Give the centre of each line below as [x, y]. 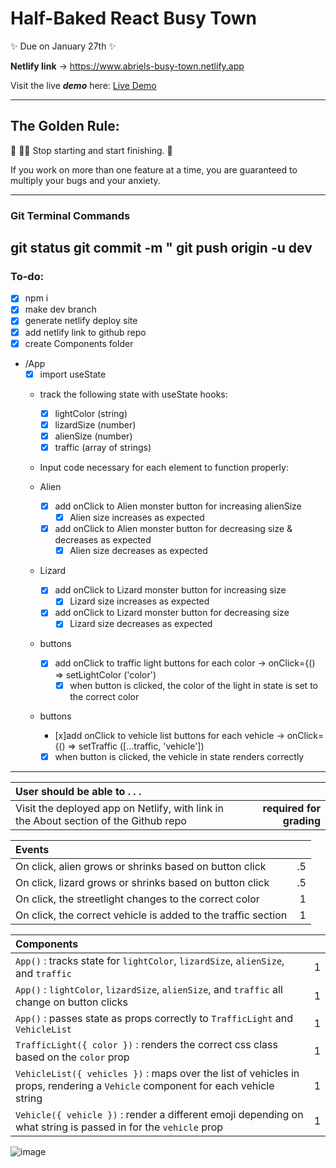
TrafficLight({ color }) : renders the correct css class [146, 1044]
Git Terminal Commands [70, 215]
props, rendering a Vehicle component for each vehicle [145, 1085]
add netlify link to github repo [85, 332]
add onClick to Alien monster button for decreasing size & [173, 529]
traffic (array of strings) [103, 447]
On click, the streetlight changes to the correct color [137, 899]
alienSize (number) [93, 436]
